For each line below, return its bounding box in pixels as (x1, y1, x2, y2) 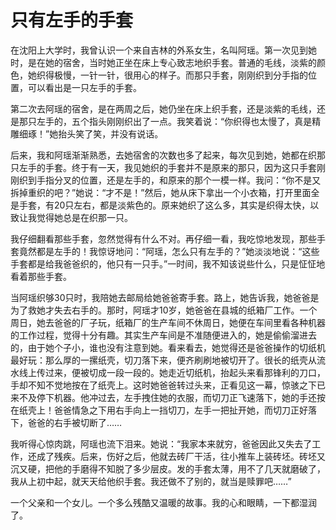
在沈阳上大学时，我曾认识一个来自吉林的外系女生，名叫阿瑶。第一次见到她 (10, 44, 317, 56)
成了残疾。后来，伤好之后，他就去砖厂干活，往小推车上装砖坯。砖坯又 (36, 450, 326, 462)
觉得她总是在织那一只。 (36, 211, 133, 223)
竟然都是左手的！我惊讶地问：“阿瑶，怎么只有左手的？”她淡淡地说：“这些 (18, 245, 320, 257)
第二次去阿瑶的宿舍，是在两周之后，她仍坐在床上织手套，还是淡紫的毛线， (10, 102, 317, 115)
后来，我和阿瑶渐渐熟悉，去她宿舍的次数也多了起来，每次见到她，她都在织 (10, 149, 317, 161)
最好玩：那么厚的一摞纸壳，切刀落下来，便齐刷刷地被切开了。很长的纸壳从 (10, 354, 317, 366)
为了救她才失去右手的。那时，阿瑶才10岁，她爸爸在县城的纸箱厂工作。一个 (10, 304, 318, 316)
